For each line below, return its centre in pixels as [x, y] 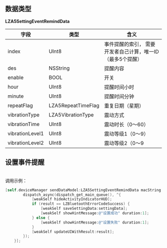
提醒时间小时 [119, 87]
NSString [59, 68]
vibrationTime [24, 124]
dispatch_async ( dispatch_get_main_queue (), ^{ [72, 195]
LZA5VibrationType [71, 115]
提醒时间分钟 [119, 96]
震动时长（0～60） [126, 124]
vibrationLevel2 [26, 142]
